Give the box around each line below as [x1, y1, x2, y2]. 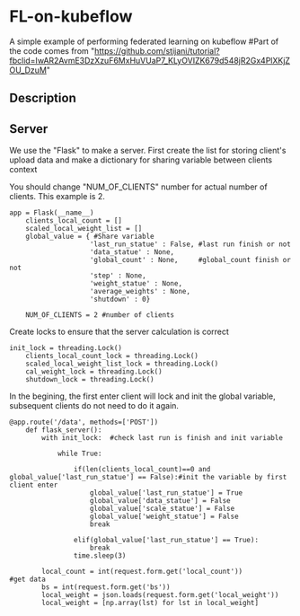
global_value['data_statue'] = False [89, 497, 231, 506]
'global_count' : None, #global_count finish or [89, 256, 292, 265]
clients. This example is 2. [9, 191, 106, 202]
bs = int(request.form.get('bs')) [41, 583, 171, 592]
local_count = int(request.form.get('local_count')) [41, 568, 243, 576]
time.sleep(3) [73, 551, 127, 560]
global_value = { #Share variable [25, 232, 154, 242]
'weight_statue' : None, [89, 279, 182, 288]
